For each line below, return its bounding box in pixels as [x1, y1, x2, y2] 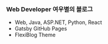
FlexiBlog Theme [14, 31, 56, 39]
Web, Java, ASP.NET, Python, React [14, 19, 102, 26]
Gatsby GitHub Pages [14, 25, 67, 32]
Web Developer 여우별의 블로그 [6, 5, 93, 13]
